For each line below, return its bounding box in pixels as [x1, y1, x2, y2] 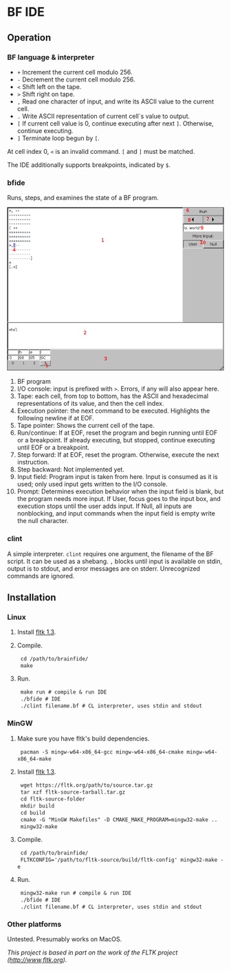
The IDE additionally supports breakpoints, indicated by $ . [7, 160, 170, 169]
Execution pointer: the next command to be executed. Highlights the [16, 406, 210, 415]
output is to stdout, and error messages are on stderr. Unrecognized [7, 564, 201, 573]
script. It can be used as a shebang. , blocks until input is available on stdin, [7, 557, 223, 565]
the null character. [16, 517, 69, 525]
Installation [7, 591, 56, 604]
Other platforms [7, 919, 62, 929]
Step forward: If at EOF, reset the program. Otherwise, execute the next [16, 451, 219, 459]
